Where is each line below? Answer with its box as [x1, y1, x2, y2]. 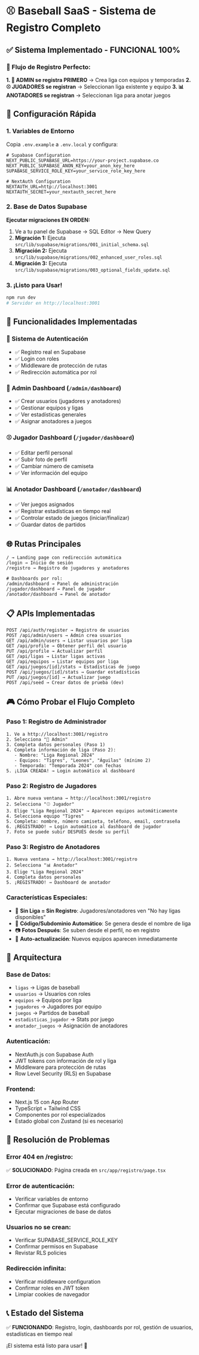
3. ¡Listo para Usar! [6, 281, 63, 289]
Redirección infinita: [6, 1264, 67, 1272]
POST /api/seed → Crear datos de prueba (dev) [6, 680, 124, 686]
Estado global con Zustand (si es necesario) [14, 1117, 124, 1124]
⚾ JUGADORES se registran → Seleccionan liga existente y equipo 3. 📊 [6, 83, 184, 90]
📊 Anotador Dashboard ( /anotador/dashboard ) [6, 485, 142, 493]
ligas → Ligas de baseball [14, 984, 80, 991]
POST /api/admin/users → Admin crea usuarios [6, 632, 121, 639]
